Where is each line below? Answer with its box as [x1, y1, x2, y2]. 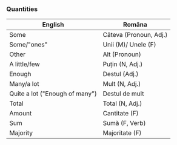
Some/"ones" [9, 40, 48, 49]
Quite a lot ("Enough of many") [9, 89, 97, 98]
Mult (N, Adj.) [102, 80, 141, 88]
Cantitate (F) [102, 109, 139, 118]
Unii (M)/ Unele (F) [102, 40, 156, 49]
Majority [9, 129, 33, 137]
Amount [9, 109, 32, 118]
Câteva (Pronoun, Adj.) [102, 31, 168, 39]
